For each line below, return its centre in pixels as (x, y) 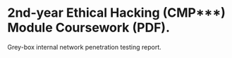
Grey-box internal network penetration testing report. (84, 47)
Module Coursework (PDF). (89, 28)
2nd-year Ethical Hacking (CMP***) (116, 13)
